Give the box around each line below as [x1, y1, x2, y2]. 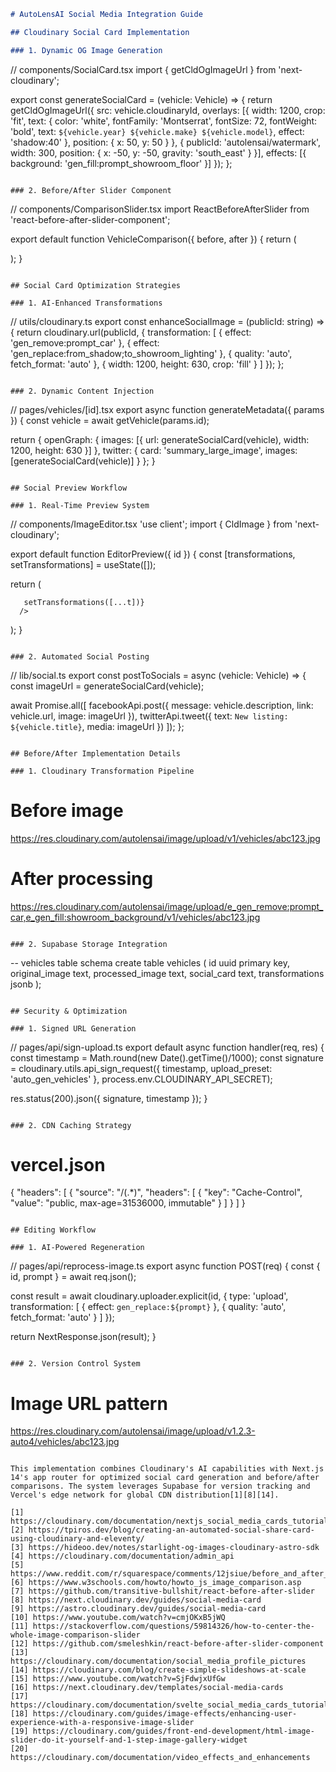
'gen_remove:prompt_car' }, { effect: [10, 336, 160, 349]
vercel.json [10, 1153, 106, 1176]
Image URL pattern [10, 1392, 168, 1415]
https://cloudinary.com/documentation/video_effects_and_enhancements [10, 1753, 311, 1763]
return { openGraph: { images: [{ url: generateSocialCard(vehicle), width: [10, 433, 310, 445]
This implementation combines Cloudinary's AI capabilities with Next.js [10, 1464, 325, 1474]
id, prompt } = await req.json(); [10, 1271, 137, 1283]
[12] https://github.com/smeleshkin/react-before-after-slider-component [10, 1639, 325, 1649]
